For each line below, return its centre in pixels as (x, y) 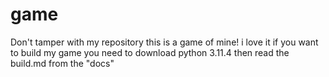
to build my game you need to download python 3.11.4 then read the (150, 52)
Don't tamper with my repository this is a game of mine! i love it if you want (164, 42)
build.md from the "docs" (62, 63)
